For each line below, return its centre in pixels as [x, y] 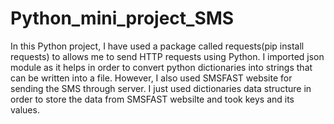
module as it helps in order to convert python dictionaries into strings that [161, 67]
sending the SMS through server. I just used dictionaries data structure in [161, 88]
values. [25, 109]
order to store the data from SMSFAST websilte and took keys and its [152, 99]
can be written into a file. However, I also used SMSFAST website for [151, 78]
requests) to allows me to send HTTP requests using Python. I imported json [167, 56]
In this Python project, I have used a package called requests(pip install [157, 46]
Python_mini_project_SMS [122, 18]
